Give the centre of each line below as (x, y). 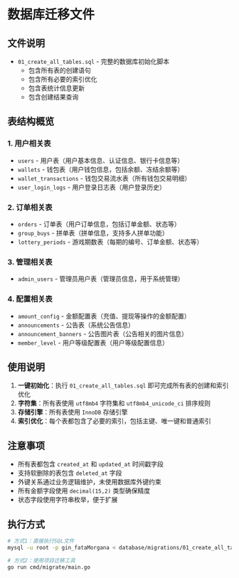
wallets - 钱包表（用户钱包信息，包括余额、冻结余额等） (101, 169)
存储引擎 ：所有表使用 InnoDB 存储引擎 (73, 412)
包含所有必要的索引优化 (63, 79)
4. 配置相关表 (30, 299)
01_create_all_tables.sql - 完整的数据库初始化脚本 (93, 61)
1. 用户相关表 (29, 144)
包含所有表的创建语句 (59, 70)
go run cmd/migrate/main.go (49, 567)
